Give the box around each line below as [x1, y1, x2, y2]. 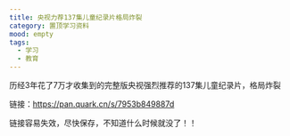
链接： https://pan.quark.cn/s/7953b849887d [9, 99, 175, 109]
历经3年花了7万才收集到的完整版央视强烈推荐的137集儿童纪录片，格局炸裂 [9, 80, 281, 90]
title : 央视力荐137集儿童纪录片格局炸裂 [9, 12, 143, 22]
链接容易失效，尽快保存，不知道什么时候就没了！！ [9, 117, 197, 128]
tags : [9, 37, 29, 47]
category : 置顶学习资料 [9, 21, 89, 30]
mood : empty [9, 29, 54, 38]
